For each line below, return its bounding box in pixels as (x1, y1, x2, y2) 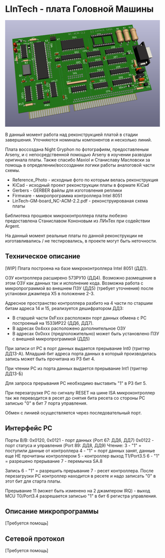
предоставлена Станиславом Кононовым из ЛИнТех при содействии (5, 218, 151, 224)
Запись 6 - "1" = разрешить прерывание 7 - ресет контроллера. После (5, 467, 154, 474)
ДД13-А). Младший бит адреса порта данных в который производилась (5, 350, 157, 356)
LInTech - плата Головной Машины (5, 3, 154, 15)
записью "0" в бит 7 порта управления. (5, 400, 88, 406)
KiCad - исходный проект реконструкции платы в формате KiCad (12, 182, 149, 188)
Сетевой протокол (5, 534, 65, 543)
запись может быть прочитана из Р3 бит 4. (5, 356, 95, 362)
